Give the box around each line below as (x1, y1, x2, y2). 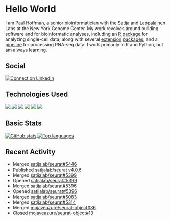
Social (5, 62, 26, 70)
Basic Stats (5, 119, 42, 127)
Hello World (5, 3, 56, 15)
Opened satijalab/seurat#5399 (12, 177, 78, 183)
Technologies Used (5, 90, 68, 99)
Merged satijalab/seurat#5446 (12, 161, 77, 167)
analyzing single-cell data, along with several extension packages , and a (5, 36, 158, 42)
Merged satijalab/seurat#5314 (12, 199, 76, 205)
